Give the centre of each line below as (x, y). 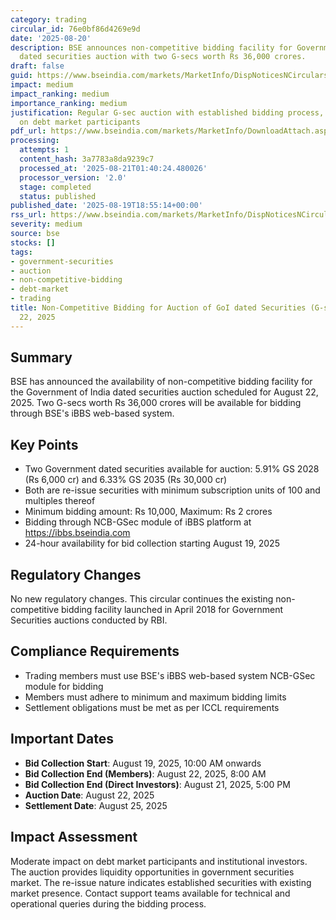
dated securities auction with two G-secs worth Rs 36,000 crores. (163, 57)
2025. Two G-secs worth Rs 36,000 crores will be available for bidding (156, 403)
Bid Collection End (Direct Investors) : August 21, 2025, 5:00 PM (157, 784)
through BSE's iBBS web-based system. (92, 413)
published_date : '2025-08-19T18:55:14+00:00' (106, 206)
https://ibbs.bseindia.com (77, 533)
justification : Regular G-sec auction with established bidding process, (167, 112)
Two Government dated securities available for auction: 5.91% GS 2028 (172, 469)
